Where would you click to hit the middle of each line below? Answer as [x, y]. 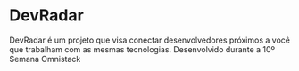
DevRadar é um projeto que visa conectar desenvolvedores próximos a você [149, 40]
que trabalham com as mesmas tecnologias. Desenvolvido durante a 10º [142, 49]
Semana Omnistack [45, 59]
